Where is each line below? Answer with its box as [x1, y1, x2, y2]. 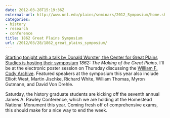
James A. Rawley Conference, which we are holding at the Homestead [5, 96, 152, 102]
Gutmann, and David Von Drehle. [5, 81, 73, 87]
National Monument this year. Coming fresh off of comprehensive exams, [5, 102, 158, 108]
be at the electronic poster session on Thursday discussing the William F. [5, 65, 158, 71]
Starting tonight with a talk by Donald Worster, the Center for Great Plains [5, 54, 158, 60]
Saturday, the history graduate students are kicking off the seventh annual [5, 91, 160, 97]
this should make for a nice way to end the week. [5, 107, 108, 113]
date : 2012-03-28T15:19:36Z [5, 7, 65, 13]
